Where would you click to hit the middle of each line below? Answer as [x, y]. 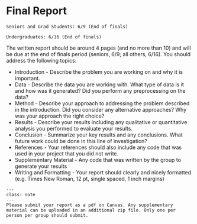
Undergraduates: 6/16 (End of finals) [54, 37]
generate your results [41, 166]
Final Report [36, 11]
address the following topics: [41, 60]
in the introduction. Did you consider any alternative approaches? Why [101, 109]
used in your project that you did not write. [67, 153]
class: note [21, 194]
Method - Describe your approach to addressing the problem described [102, 103]
